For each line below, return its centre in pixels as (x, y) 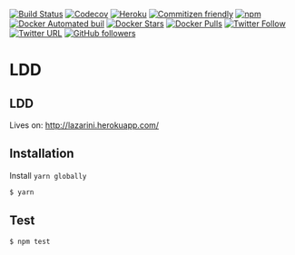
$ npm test (30, 241)
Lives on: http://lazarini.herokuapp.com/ (84, 125)
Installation (42, 154)
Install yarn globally (48, 175)
